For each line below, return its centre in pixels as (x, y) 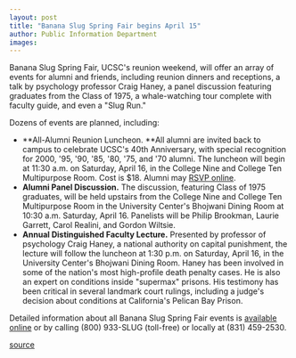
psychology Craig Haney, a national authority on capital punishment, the (155, 244)
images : (24, 42)
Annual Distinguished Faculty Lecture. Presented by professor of (144, 235)
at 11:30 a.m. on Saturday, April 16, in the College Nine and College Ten (152, 168)
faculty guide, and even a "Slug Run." (78, 106)
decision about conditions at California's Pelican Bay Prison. (132, 301)
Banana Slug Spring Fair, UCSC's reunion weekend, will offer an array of (142, 68)
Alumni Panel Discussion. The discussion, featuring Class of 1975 (144, 187)
